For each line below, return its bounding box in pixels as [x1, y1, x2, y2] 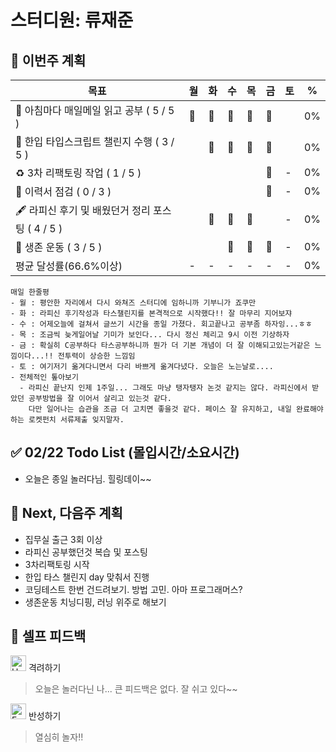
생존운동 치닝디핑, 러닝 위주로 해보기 [24, 596, 167, 608]
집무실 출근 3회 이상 [24, 533, 103, 545]
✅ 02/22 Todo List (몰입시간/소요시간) [10, 444, 240, 461]
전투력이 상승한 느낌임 [57, 351, 136, 361]
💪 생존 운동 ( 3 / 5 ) [15, 241, 103, 254]
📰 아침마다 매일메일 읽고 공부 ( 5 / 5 [15, 104, 175, 117]
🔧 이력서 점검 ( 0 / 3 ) [15, 185, 112, 198]
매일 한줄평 [10, 287, 50, 297]
